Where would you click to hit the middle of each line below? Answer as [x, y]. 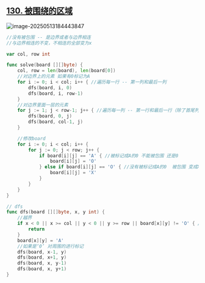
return [37, 229]
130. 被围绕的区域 [40, 11]
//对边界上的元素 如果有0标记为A [54, 76]
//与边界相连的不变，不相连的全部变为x [49, 43]
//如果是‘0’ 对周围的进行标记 [51, 246]
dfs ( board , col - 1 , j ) [56, 122]
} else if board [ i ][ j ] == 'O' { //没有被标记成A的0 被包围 [112, 167]
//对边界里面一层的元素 [43, 105]
